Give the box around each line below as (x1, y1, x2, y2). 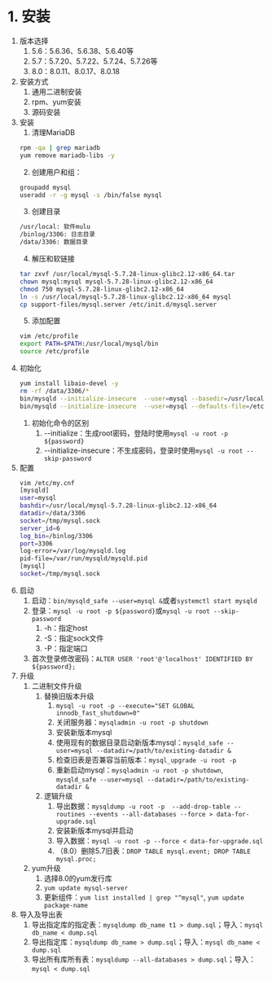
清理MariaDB (31, 127, 76, 137)
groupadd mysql (19, 183, 72, 191)
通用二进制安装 (31, 86, 82, 96)
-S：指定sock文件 (43, 633, 104, 643)
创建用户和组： (31, 167, 82, 177)
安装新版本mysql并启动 (55, 826, 134, 835)
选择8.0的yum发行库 (43, 873, 112, 883)
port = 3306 (19, 539, 54, 548)
